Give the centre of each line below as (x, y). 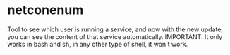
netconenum (46, 10)
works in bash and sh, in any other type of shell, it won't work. (98, 44)
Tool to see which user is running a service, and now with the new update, (115, 29)
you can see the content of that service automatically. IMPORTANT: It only (115, 36)
